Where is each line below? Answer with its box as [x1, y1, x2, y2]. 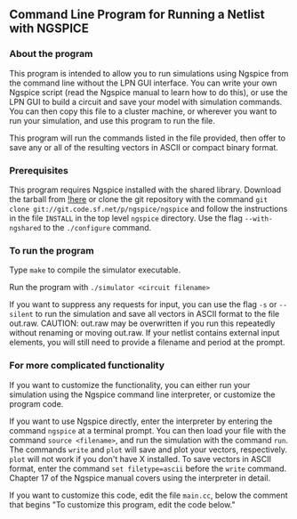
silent [9, 311, 34, 320]
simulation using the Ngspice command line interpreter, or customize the [9, 389, 276, 400]
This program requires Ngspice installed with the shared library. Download [9, 184, 282, 195]
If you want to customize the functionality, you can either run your [9, 379, 251, 390]
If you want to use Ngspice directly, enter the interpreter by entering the [9, 416, 273, 426]
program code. [9, 398, 64, 409]
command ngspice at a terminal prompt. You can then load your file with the [9, 425, 286, 435]
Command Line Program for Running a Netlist [9, 7, 265, 22]
